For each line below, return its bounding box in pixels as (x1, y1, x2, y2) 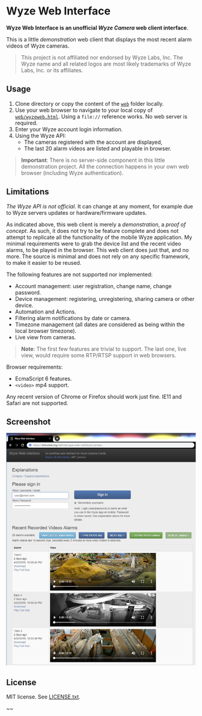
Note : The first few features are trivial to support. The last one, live (20, 345, 186, 353)
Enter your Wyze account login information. (14, 125, 123, 133)
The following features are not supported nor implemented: (6, 271, 153, 278)
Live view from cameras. (14, 333, 76, 341)
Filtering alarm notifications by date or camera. (14, 314, 131, 321)
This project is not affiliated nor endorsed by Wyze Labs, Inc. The (20, 54, 183, 61)
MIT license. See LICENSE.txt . (6, 693, 81, 700)
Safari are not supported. (6, 399, 69, 407)
